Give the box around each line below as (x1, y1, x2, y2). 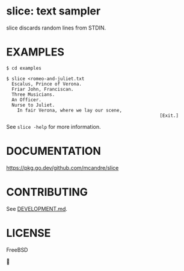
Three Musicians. (11, 92, 55, 98)
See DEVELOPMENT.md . (6, 205, 68, 212)
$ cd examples (6, 65, 42, 71)
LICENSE (6, 226, 51, 240)
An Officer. (11, 96, 42, 103)
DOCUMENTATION (6, 145, 101, 158)
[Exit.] (159, 113, 179, 119)
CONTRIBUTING (6, 185, 88, 199)
